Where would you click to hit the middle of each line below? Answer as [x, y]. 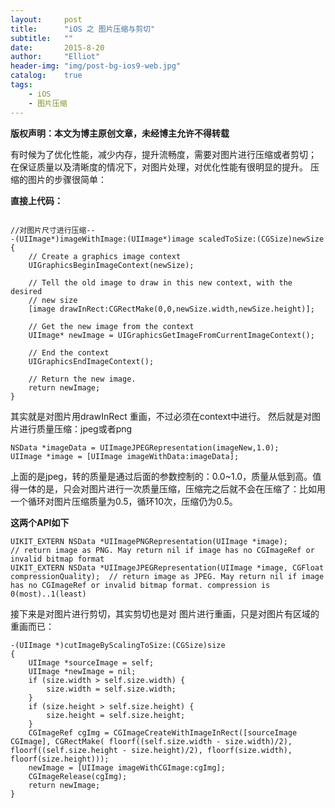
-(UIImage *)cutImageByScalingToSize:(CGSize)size [118, 645]
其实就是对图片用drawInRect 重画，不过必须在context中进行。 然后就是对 [161, 416]
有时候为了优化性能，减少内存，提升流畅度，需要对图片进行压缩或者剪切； [163, 154]
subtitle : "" [42, 38]
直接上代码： [36, 200]
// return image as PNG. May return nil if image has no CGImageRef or [162, 550]
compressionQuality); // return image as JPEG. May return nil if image [167, 576]
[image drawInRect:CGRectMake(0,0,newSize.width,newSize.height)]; [171, 309]
